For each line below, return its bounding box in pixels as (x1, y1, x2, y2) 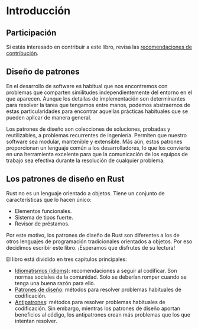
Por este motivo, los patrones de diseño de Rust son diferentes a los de (6, 231, 180, 238)
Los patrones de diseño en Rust (6, 174, 125, 184)
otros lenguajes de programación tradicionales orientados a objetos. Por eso (6, 238, 193, 245)
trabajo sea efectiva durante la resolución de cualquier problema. (6, 157, 165, 164)
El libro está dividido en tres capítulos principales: (6, 256, 127, 263)
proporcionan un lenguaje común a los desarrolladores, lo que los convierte (6, 144, 190, 151)
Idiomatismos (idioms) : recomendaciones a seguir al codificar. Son (14, 267, 177, 274)
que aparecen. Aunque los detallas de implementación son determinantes (6, 95, 186, 102)
